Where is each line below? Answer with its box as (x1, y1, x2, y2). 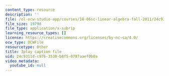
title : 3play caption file (5, 49, 62, 54)
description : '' (5, 12, 39, 17)
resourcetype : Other (5, 44, 49, 49)
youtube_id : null (10, 63, 46, 68)
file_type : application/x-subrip (5, 26, 75, 31)
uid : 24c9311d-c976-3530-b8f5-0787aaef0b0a (5, 53, 98, 59)
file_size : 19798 (5, 21, 42, 26)
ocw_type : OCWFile (5, 40, 44, 45)
